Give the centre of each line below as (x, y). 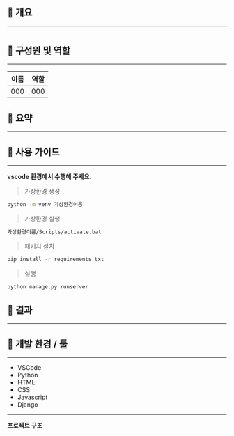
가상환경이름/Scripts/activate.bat (54, 232)
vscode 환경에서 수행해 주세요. (49, 177)
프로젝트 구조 (25, 426)
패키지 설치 (39, 246)
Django (28, 405)
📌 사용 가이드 (34, 152)
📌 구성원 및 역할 (39, 50)
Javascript (32, 397)
